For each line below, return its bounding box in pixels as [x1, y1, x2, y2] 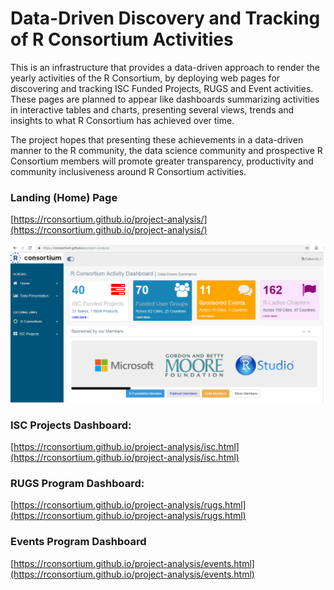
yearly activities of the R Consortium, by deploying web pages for [10, 72, 281, 84]
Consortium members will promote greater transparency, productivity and [10, 155, 314, 167]
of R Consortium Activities [10, 28, 234, 51]
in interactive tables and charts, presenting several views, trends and [10, 103, 295, 116]
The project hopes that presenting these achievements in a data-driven [10, 133, 304, 146]
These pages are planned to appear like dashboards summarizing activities [10, 93, 320, 105]
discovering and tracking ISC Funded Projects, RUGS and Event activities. [10, 82, 314, 94]
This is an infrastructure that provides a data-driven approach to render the [10, 61, 320, 73]
